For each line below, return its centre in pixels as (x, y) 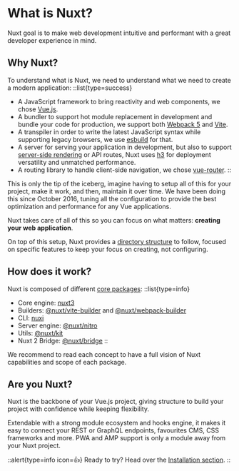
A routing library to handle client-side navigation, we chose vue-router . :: (124, 170)
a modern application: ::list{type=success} (70, 88)
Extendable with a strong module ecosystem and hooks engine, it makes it (117, 423)
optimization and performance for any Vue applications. (89, 206)
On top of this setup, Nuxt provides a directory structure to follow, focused (117, 241)
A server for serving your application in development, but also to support (124, 147)
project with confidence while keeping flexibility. (78, 409)
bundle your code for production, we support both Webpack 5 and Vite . (123, 124)
